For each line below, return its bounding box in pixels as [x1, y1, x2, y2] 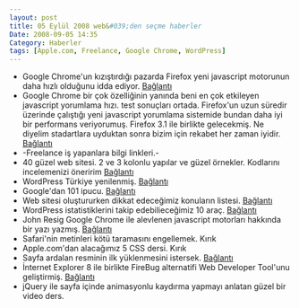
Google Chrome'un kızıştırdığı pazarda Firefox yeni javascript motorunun [21, 71, 290, 82]
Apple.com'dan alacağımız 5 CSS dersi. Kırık [21, 243, 187, 254]
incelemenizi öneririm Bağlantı [21, 167, 134, 178]
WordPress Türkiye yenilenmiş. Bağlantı [21, 176, 168, 187]
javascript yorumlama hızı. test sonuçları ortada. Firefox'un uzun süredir [21, 100, 287, 110]
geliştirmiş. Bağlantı [21, 271, 96, 283]
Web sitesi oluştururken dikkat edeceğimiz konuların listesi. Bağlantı [21, 195, 273, 207]
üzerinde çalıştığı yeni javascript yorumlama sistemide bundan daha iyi [21, 110, 284, 120]
